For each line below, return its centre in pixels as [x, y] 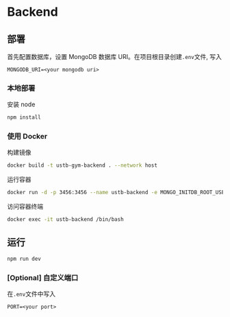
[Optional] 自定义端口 [43, 277]
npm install [24, 117]
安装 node [21, 104]
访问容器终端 [25, 207]
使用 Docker [27, 137]
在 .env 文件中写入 [31, 294]
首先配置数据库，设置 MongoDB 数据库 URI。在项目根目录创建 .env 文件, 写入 [115, 57]
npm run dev [24, 259]
